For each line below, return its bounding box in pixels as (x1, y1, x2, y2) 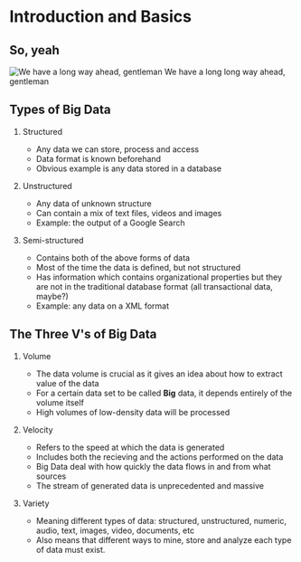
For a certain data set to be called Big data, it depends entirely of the (35, 387, 293, 398)
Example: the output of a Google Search (35, 217, 185, 228)
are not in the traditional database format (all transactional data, (35, 281, 273, 291)
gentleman (9, 76, 50, 87)
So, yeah (9, 43, 61, 58)
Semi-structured (22, 234, 84, 245)
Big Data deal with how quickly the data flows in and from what (35, 461, 271, 472)
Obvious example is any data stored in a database (35, 163, 222, 174)
